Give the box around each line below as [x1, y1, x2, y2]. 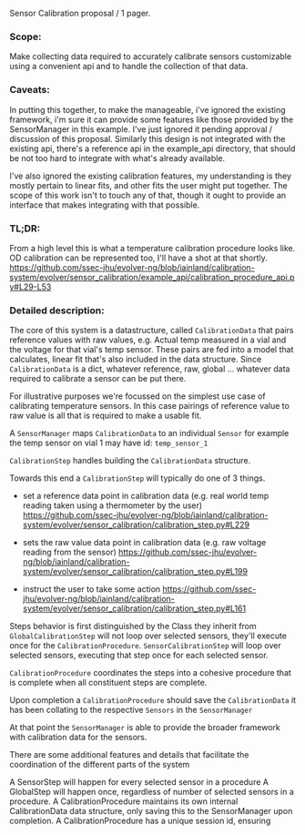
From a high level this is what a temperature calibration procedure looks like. [9, 242, 296, 253]
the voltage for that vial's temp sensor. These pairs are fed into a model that [9, 344, 294, 355]
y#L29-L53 [9, 281, 52, 292]
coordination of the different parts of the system [9, 759, 190, 770]
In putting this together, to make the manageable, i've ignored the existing [9, 104, 286, 115]
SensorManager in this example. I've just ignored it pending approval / [9, 123, 273, 135]
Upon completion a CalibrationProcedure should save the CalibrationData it [9, 695, 297, 706]
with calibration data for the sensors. [9, 732, 147, 743]
